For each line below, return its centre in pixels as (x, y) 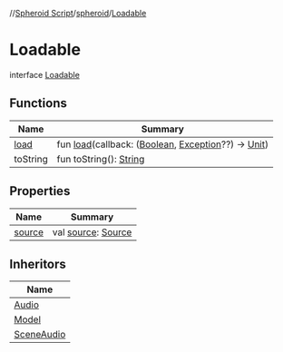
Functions (39, 103)
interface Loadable (44, 74)
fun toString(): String (101, 159)
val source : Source (92, 232)
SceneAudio (40, 335)
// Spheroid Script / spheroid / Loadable (78, 13)
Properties (40, 191)
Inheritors (38, 264)
